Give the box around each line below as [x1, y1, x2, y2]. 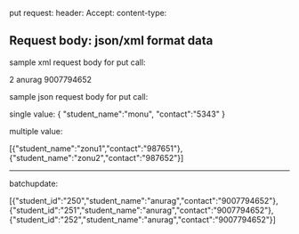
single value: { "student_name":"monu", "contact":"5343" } [9, 109, 225, 119]
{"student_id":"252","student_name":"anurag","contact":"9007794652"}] [9, 214, 276, 225]
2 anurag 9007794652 [9, 74, 92, 85]
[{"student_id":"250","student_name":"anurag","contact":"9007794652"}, [9, 195, 279, 206]
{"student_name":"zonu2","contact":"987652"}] [9, 152, 184, 163]
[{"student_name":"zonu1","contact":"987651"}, [9, 142, 183, 154]
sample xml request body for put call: [9, 57, 146, 68]
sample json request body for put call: [9, 91, 149, 101]
